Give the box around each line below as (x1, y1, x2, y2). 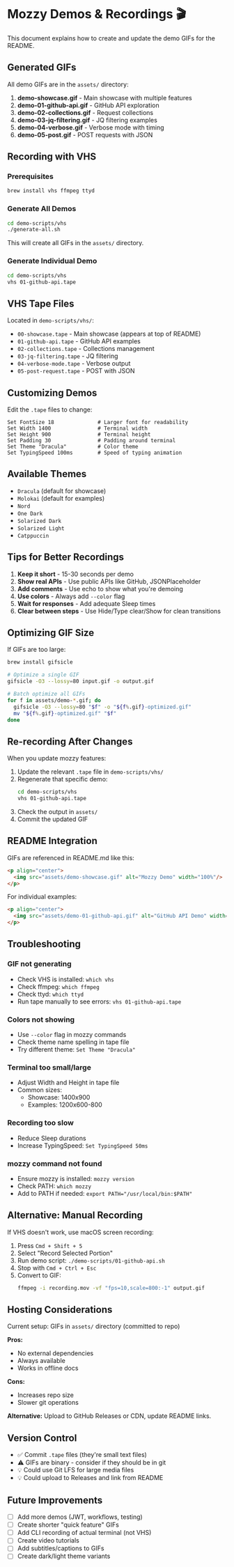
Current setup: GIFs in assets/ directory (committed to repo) (7, 1322, 180, 1331)
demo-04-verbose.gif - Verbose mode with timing (17, 123, 165, 132)
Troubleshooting (7, 938, 81, 950)
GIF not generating (7, 959, 72, 969)
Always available (17, 1357, 66, 1365)
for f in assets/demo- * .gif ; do (7, 696, 101, 704)
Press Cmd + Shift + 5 (17, 1241, 83, 1249)
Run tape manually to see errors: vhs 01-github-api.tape (17, 997, 182, 1006)
